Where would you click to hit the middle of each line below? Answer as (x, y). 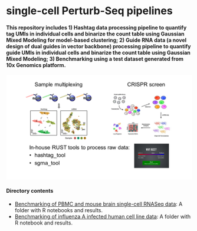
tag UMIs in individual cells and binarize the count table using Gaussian (95, 34)
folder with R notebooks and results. (59, 210)
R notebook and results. (43, 223)
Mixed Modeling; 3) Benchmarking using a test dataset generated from (95, 59)
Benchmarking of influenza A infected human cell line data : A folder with (103, 217)
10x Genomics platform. (36, 65)
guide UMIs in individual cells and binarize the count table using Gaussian (98, 52)
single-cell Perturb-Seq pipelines (89, 11)
